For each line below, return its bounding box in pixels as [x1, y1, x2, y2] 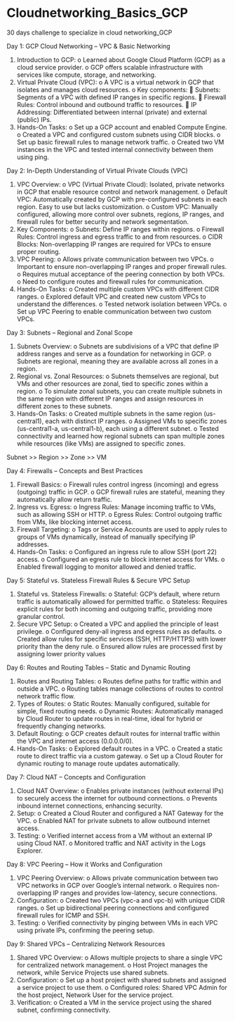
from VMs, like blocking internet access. [16, 518, 134, 526]
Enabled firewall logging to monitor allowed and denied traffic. [16, 562, 197, 571]
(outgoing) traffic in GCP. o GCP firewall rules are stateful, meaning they [16, 487, 225, 496]
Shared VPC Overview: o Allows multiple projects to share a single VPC [16, 953, 223, 962]
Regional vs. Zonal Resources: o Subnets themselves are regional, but [16, 372, 219, 380]
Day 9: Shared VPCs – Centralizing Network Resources [6, 939, 166, 948]
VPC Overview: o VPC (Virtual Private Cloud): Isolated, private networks [16, 180, 225, 188]
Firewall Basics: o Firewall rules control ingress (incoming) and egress [16, 480, 219, 489]
